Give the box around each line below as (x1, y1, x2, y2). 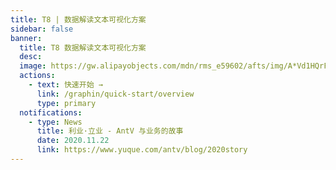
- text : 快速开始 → (28, 80, 103, 90)
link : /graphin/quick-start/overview (36, 89, 195, 99)
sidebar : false (10, 24, 74, 34)
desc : (19, 52, 43, 62)
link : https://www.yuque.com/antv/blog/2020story (36, 145, 248, 155)
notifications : (19, 107, 83, 118)
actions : (19, 71, 56, 81)
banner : (10, 33, 43, 43)
